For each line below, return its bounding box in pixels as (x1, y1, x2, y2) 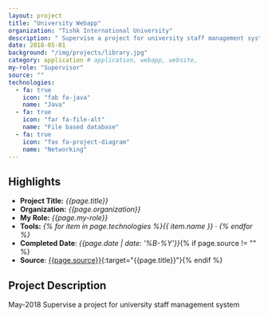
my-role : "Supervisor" (8, 64, 84, 72)
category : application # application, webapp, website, (8, 57, 198, 65)
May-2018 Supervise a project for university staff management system (8, 300, 240, 309)
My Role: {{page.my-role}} (19, 213, 108, 223)
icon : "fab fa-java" (22, 93, 91, 101)
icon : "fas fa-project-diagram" (22, 137, 130, 146)
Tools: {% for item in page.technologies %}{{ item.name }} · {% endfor (19, 221, 253, 232)
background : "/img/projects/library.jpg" (8, 49, 148, 57)
